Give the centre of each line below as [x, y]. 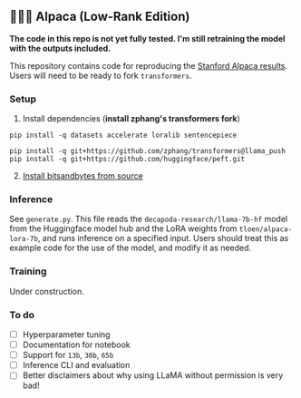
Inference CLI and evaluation [76, 365]
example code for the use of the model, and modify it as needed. [131, 248]
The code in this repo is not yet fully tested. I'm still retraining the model [147, 38]
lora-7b [24, 239]
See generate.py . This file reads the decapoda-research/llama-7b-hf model [149, 219]
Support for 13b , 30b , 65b [68, 355]
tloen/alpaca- [266, 229]
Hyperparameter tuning [66, 335]
